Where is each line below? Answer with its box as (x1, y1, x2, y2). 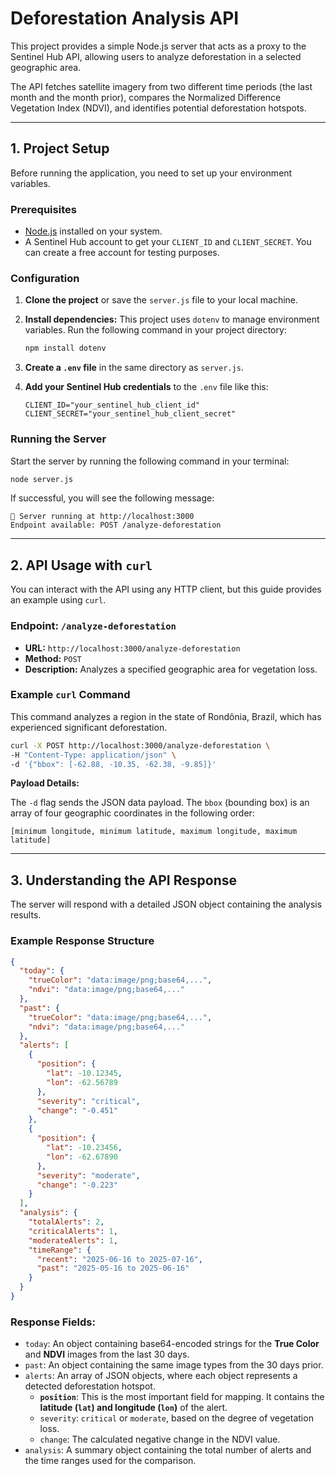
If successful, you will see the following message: (10, 492, 215, 504)
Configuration (10, 271, 80, 285)
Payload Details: (10, 777, 80, 789)
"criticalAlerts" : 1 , (28, 1226, 118, 1236)
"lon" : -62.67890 (46, 1152, 118, 1162)
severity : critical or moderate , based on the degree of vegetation (39, 1412, 314, 1424)
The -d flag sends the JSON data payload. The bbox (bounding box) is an (10, 797, 310, 809)
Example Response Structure (10, 934, 155, 948)
